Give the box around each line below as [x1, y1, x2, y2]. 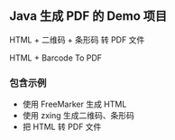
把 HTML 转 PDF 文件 [22, 121, 102, 133]
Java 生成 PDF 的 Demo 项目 [9, 8, 168, 24]
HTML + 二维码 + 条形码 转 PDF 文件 [9, 34, 145, 45]
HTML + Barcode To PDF [9, 52, 102, 63]
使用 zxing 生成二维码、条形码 [22, 110, 135, 121]
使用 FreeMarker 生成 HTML [22, 98, 127, 110]
